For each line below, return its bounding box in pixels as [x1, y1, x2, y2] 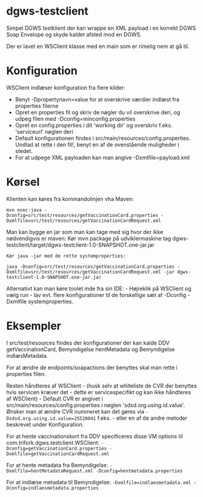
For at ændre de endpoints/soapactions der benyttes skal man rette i [6, 363, 178, 371]
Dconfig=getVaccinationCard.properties [6, 445, 107, 451]
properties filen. [6, 370, 47, 377]
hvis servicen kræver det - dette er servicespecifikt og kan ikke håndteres [6, 388, 191, 396]
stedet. [15, 147, 33, 154]
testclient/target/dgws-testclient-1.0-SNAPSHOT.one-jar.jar [6, 241, 155, 249]
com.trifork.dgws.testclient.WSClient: [6, 439, 100, 446]
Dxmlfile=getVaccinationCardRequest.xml [6, 451, 110, 457]
